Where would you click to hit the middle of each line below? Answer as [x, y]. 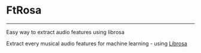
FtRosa [24, 10]
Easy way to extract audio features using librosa [65, 32]
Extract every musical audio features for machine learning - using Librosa [97, 43]
